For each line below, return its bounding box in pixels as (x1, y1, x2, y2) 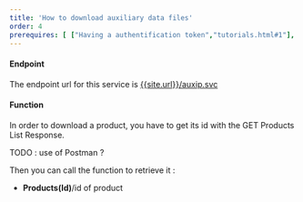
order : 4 (9, 22, 43, 31)
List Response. (9, 129, 66, 140)
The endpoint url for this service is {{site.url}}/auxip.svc (9, 78, 218, 89)
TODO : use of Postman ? (9, 146, 105, 157)
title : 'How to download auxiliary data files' (9, 13, 194, 23)
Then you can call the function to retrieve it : (9, 165, 176, 176)
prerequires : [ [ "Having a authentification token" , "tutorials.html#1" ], (9, 30, 296, 39)
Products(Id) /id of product (22, 182, 124, 193)
